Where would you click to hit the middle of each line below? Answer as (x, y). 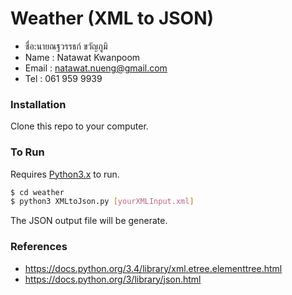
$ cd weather (37, 192)
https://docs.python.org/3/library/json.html (113, 279)
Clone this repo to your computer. (79, 126)
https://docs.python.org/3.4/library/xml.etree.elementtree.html (153, 268)
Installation (38, 104)
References (39, 247)
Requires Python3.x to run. (65, 174)
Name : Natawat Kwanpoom (82, 57)
